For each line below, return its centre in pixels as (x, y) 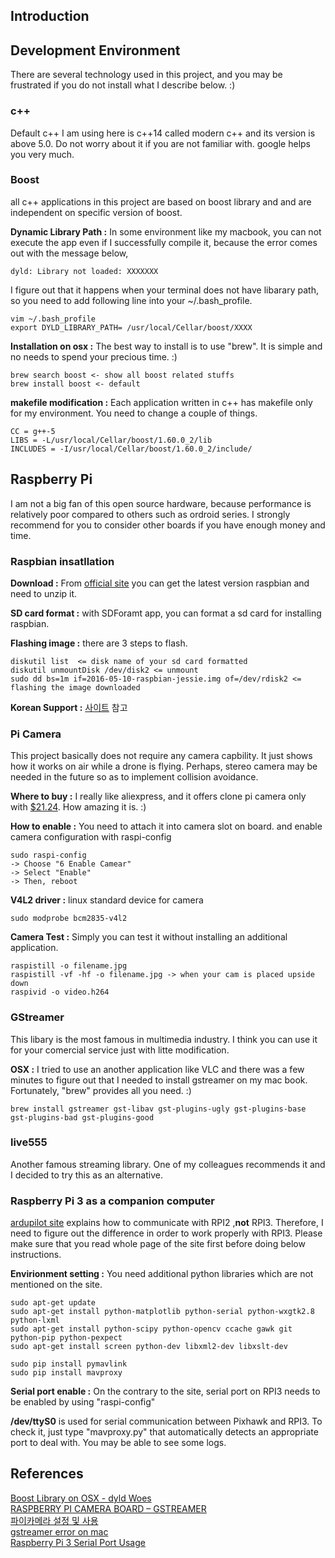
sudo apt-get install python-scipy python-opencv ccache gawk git (151, 1329)
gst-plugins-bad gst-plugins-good (82, 1117)
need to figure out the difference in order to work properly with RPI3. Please (166, 1233)
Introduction (50, 16)
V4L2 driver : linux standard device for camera (107, 900)
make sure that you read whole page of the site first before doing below (158, 1244)
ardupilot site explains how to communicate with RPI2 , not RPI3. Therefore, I (167, 1223)
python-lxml (35, 1320)
